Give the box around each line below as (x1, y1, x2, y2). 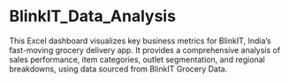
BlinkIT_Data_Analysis (9, 6, 177, 26)
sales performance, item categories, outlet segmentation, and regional (9, 54, 265, 64)
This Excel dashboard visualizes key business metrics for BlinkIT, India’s (9, 35, 271, 46)
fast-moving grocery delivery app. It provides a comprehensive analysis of (9, 44, 281, 55)
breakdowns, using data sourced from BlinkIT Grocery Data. (9, 64, 228, 74)
